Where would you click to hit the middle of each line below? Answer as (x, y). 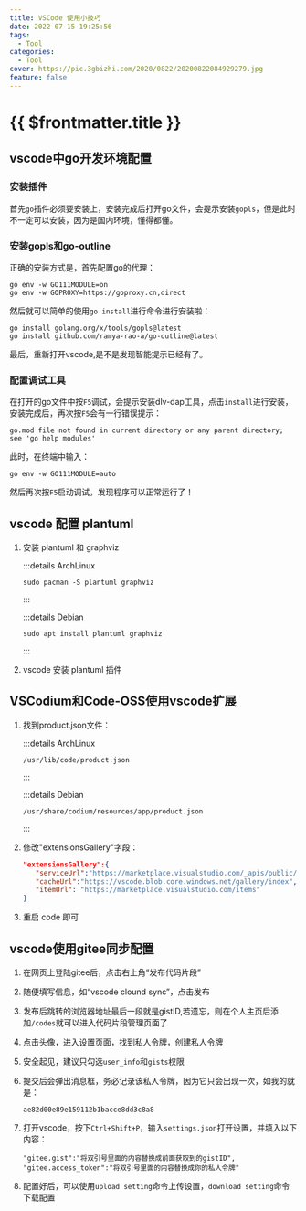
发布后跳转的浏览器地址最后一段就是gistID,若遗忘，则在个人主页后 (147, 1012)
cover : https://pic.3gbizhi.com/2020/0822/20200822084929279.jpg (136, 69)
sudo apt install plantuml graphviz (92, 634)
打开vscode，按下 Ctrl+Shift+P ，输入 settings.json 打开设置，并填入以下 (160, 1128)
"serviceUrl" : (62, 873)
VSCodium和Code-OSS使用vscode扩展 (123, 701)
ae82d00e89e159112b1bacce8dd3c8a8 (88, 1110)
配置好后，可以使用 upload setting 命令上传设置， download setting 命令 (156, 1186)
